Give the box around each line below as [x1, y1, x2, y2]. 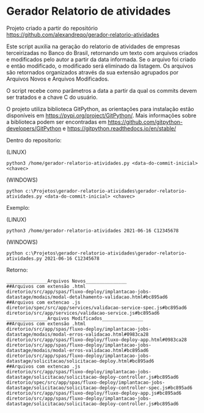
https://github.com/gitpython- [107, 118, 183, 126]
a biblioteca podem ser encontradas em [6, 118, 107, 126]
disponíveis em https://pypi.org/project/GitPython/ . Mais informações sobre [6, 112, 197, 119]
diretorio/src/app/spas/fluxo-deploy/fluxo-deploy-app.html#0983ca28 [6, 337, 188, 343]
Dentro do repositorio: [6, 136, 62, 144]
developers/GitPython [6, 124, 62, 132]
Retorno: [6, 266, 28, 273]
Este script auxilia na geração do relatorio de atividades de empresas [6, 43, 180, 50]
